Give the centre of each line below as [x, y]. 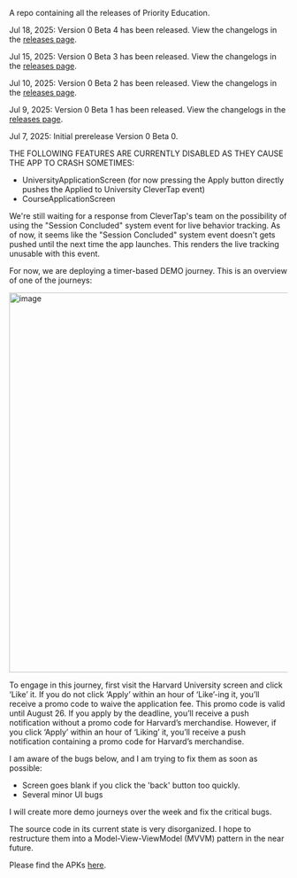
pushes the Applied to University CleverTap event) [114, 189]
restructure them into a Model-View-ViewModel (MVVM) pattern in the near [147, 838]
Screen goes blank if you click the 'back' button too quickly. [131, 785]
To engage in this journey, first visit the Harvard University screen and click [146, 685]
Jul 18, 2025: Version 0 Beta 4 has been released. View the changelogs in [143, 30]
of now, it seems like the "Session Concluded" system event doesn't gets [142, 235]
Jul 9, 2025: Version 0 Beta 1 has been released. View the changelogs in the [148, 109]
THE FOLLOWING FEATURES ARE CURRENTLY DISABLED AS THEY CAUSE [146, 153]
